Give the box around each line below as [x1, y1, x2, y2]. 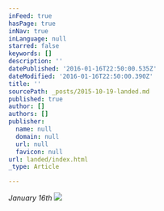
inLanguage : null [8, 34, 67, 43]
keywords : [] [8, 50, 53, 58]
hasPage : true [8, 19, 57, 28]
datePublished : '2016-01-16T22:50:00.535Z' [8, 65, 158, 73]
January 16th [8, 193, 53, 203]
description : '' [8, 58, 63, 66]
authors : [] [8, 110, 48, 118]
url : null [15, 140, 48, 149]
